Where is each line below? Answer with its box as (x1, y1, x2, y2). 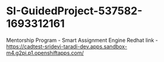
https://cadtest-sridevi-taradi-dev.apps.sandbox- (6, 43, 128, 50)
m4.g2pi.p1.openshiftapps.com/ (6, 49, 84, 56)
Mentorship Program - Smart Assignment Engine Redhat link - (6, 36, 158, 44)
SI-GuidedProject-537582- (6, 4, 143, 18)
